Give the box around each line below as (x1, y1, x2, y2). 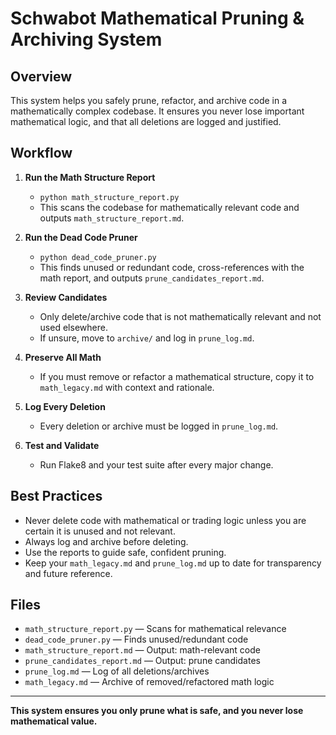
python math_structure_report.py (39, 192, 180, 202)
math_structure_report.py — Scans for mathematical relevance (24, 623, 287, 635)
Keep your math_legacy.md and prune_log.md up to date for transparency (24, 557, 322, 569)
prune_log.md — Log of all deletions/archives (24, 665, 210, 677)
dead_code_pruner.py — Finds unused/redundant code (24, 633, 249, 646)
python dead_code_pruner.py (39, 252, 157, 262)
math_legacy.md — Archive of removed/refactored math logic (24, 676, 275, 688)
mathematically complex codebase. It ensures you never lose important (10, 105, 305, 117)
